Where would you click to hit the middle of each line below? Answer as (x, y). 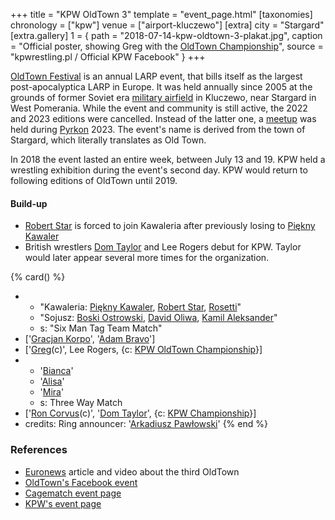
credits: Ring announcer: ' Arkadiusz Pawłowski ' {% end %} (146, 424)
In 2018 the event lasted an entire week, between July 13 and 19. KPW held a (168, 159)
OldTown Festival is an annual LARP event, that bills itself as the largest (156, 76)
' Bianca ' (56, 371)
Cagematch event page (73, 493)
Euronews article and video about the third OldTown (132, 471)
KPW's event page (63, 503)
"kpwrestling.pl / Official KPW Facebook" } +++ (108, 57)
